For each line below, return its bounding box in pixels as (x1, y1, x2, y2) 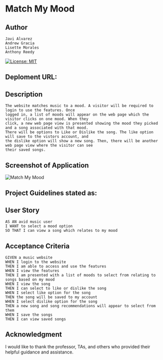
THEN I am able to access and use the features (5, 264, 107, 269)
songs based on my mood (5, 277, 55, 282)
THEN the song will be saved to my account (5, 295, 98, 300)
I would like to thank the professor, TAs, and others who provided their (5, 343, 150, 349)
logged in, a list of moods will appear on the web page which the (5, 112, 149, 117)
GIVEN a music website (5, 255, 53, 260)
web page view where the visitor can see (5, 143, 93, 148)
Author (5, 23, 28, 32)
